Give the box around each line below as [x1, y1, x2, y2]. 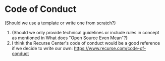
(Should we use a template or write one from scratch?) [4, 20, 116, 26]
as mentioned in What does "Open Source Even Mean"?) [11, 35, 128, 41]
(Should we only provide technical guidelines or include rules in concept [11, 29, 160, 35]
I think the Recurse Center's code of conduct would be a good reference [11, 40, 161, 46]
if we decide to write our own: [11, 45, 73, 51]
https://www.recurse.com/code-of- [73, 45, 146, 51]
